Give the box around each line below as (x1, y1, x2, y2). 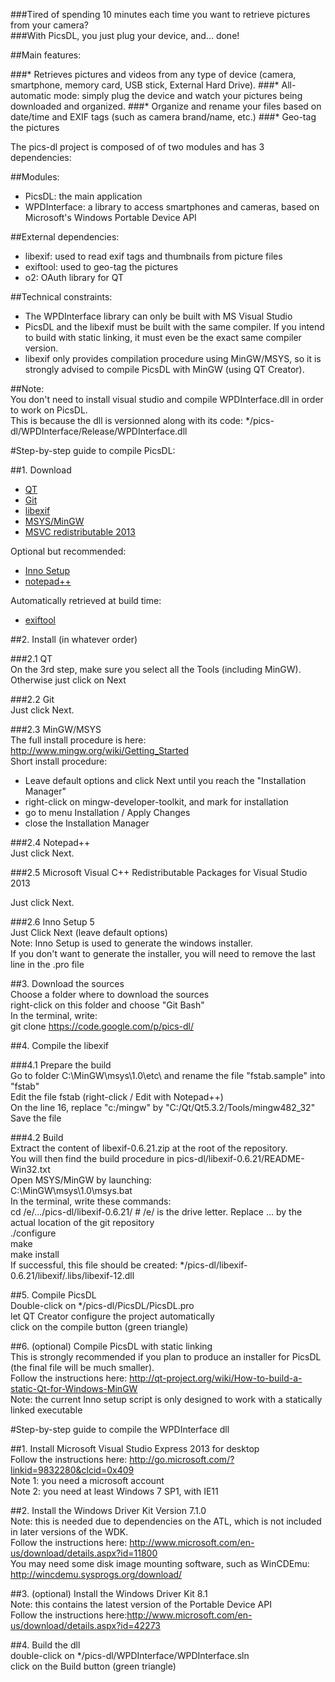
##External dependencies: (10, 231, 120, 243)
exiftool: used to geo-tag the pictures (24, 261, 179, 273)
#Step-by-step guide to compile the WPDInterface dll (10, 1424, 230, 1435)
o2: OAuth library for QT (24, 272, 125, 283)
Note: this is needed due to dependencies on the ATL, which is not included (10, 1515, 322, 1527)
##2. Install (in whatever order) (10, 634, 138, 645)
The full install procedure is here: (10, 734, 147, 746)
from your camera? (10, 19, 90, 31)
